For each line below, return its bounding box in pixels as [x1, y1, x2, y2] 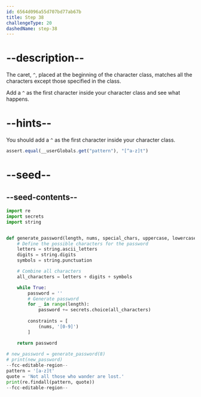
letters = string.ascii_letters [17, 246, 98, 252]
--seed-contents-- [6, 192, 78, 202]
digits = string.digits [17, 252, 77, 258]
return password [17, 340, 58, 346]
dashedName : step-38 [6, 25, 58, 32]
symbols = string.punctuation [17, 257, 93, 264]
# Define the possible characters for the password [17, 240, 148, 246]
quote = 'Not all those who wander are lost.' [6, 373, 124, 380]
